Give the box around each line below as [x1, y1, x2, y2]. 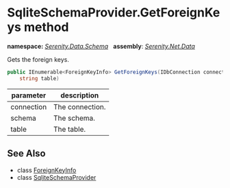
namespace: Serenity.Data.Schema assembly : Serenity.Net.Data [7, 42, 195, 50]
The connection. [53, 102, 106, 111]
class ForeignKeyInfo [16, 166, 77, 174]
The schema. [53, 113, 96, 123]
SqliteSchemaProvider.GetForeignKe [7, 5, 220, 21]
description [60, 91, 99, 100]
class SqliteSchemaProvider [16, 173, 97, 181]
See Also [7, 148, 46, 159]
